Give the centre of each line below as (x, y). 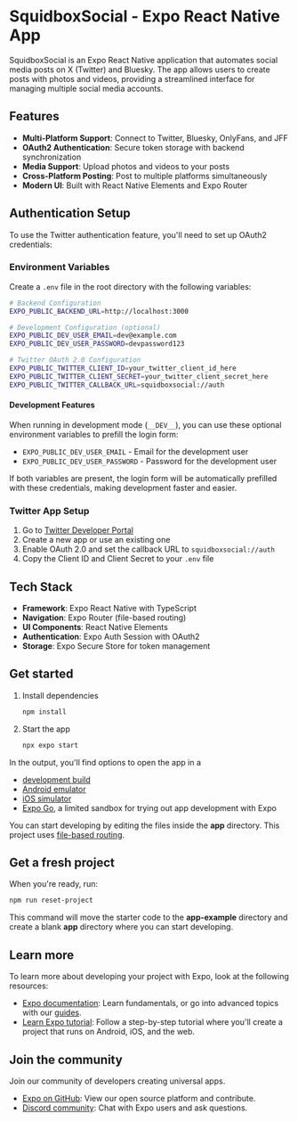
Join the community (66, 1059)
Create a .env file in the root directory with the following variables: (130, 286)
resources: (29, 986)
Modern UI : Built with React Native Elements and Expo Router (135, 185)
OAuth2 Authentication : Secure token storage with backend (133, 147)
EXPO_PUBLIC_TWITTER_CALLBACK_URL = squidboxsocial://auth (117, 385)
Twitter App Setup (49, 511)
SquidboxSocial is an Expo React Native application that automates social (144, 60)
